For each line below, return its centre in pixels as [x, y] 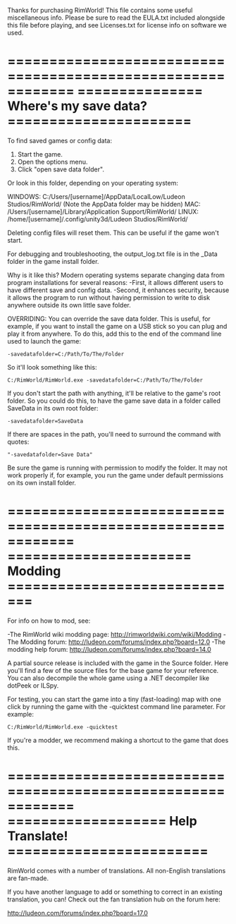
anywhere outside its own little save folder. [69, 305]
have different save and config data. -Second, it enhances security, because [118, 290]
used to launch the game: [44, 341]
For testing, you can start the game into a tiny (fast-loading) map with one [114, 699]
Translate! [38, 836]
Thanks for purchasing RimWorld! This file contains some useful [100, 10]
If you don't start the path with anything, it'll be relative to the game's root [114, 393]
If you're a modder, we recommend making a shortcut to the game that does [118, 740]
